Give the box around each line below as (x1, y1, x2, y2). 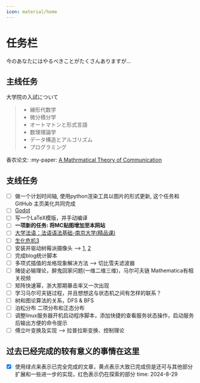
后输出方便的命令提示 (14, 320, 67, 327)
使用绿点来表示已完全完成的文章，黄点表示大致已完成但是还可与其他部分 (14, 363, 193, 370)
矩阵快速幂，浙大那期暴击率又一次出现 (14, 282, 109, 289)
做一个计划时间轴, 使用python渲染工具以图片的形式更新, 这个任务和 (14, 193, 180, 200)
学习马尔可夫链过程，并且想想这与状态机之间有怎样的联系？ (14, 289, 162, 296)
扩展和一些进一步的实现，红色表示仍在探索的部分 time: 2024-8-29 (14, 370, 178, 378)
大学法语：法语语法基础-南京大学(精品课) (14, 229, 116, 236)
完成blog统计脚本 (14, 252, 58, 259)
